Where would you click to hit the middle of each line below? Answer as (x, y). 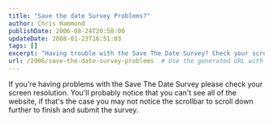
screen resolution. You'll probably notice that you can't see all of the (123, 92)
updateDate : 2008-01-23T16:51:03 (65, 38)
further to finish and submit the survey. (74, 109)
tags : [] (23, 46)
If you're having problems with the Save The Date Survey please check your (136, 84)
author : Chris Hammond (47, 23)
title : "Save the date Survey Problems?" (80, 16)
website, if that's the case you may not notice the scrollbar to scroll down (131, 101)
